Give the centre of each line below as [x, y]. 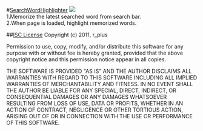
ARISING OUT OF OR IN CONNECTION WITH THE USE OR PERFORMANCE [99, 116]
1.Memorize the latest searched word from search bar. [74, 16]
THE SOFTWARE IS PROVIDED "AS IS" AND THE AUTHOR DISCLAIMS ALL [99, 71]
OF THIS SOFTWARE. [33, 123]
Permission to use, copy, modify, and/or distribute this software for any [95, 46]
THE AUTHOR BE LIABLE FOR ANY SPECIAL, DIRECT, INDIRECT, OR [92, 90]
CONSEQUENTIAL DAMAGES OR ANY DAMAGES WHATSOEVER [87, 97]
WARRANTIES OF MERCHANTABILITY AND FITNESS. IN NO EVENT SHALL [100, 84]
